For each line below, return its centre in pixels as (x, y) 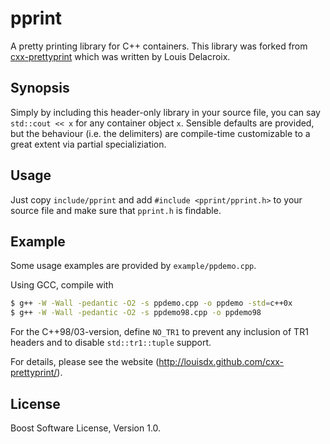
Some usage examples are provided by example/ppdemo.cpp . (133, 266)
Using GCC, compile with (62, 285)
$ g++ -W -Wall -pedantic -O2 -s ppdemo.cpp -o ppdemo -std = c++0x (151, 303)
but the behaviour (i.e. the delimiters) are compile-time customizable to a (160, 133)
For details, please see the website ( (85, 362)
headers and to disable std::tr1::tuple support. (111, 343)
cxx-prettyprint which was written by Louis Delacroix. (120, 56)
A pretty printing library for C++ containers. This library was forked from (159, 46)
